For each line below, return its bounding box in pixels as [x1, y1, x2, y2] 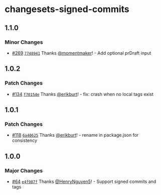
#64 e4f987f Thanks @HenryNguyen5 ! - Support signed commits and [12, 178, 156, 184]
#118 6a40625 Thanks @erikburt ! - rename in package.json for [12, 132, 139, 138]
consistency [12, 137, 38, 144]
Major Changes [5, 167, 43, 174]
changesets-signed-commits [5, 4, 130, 15]
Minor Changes [5, 39, 43, 46]
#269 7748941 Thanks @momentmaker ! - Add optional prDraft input [12, 50, 151, 56]
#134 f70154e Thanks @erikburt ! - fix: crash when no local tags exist [12, 91, 153, 97]
